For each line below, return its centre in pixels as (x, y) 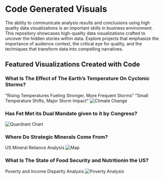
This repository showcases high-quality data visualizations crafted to (75, 33)
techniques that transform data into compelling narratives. (64, 49)
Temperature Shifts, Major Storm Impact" (47, 101)
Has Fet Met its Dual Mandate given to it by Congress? (71, 113)
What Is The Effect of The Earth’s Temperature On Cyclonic (77, 78)
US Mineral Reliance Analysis (35, 148)
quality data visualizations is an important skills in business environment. (79, 28)
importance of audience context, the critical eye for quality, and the (74, 43)
